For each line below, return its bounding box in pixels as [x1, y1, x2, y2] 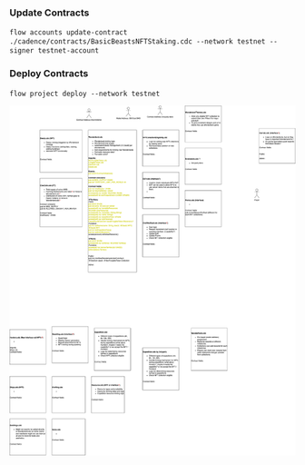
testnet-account [37, 46, 100, 55]
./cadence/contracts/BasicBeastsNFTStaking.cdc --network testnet [9, 37, 266, 46]
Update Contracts [9, 6, 90, 19]
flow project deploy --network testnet [9, 89, 161, 98]
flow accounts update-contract [9, 28, 128, 37]
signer [9, 46, 34, 55]
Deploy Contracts [9, 67, 89, 80]
